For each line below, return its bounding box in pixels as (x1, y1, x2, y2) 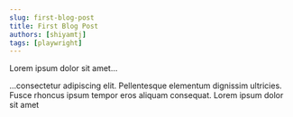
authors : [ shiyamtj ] (9, 30, 87, 39)
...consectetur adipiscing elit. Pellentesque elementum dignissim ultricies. (9, 80, 282, 91)
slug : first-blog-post (9, 13, 95, 22)
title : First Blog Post (9, 22, 99, 31)
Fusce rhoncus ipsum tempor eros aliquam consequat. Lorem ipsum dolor (9, 90, 284, 101)
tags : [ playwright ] (9, 38, 83, 48)
